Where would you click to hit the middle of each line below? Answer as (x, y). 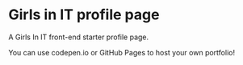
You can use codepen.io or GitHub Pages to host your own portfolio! (122, 52)
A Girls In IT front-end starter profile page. (79, 37)
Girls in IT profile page (84, 15)
